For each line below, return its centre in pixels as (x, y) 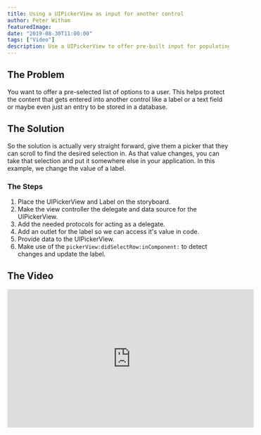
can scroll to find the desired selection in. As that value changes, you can (114, 153)
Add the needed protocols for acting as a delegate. (91, 224)
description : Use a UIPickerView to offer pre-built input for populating (119, 46)
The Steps (25, 186)
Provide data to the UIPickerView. (66, 239)
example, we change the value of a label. (67, 168)
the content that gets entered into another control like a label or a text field (115, 99)
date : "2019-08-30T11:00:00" (50, 33)
